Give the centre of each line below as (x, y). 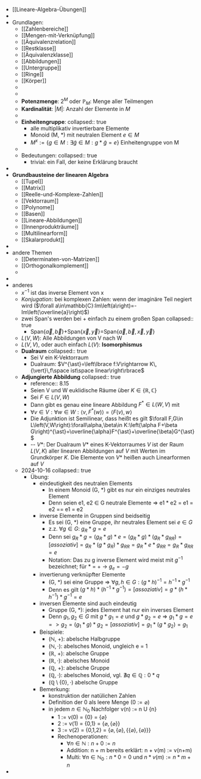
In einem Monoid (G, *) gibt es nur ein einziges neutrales (119, 490)
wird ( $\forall (37, 306)
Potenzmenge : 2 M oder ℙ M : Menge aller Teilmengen (87, 101)
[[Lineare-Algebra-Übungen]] (49, 9)
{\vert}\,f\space (50, 370)
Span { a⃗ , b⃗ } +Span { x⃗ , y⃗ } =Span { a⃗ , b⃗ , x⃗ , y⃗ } (93, 331)
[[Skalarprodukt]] (43, 240)
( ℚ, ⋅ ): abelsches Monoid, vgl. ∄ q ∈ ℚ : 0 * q (104, 675)
